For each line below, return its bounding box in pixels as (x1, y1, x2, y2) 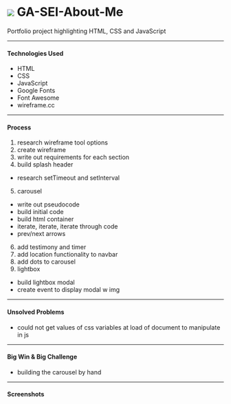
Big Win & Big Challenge (7, 352, 78, 361)
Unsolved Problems (7, 308, 65, 316)
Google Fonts (16, 87, 56, 95)
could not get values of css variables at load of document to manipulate (16, 323, 221, 331)
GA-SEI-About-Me (16, 4, 124, 20)
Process (7, 123, 32, 131)
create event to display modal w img (16, 286, 120, 294)
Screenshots (7, 390, 45, 398)
